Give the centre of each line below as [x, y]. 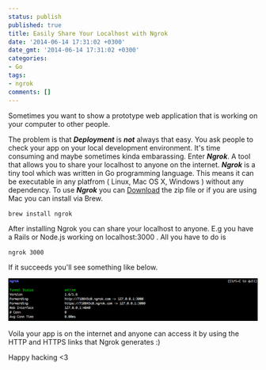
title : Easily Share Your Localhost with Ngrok [88, 33]
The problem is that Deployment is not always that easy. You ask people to [131, 139]
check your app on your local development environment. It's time [114, 147]
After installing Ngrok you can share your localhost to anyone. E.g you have [131, 228]
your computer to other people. [59, 124]
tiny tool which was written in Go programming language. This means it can [131, 173]
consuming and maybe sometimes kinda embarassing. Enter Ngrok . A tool [129, 156]
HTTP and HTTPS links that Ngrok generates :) [84, 341]
